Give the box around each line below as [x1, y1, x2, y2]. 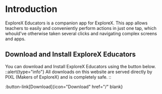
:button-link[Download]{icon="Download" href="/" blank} [5, 84, 123, 90]
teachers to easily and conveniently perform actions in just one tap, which [5, 25, 157, 31]
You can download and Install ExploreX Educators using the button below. [5, 63, 156, 69]
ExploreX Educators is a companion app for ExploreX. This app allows [5, 20, 148, 26]
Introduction [5, 3, 58, 15]
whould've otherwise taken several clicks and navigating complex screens [5, 30, 158, 36]
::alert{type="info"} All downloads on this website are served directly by [5, 69, 153, 75]
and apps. [5, 36, 26, 42]
